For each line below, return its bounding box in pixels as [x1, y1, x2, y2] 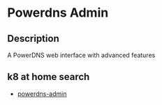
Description [7, 33, 59, 45]
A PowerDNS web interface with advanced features [7, 51, 156, 59]
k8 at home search [7, 71, 90, 83]
